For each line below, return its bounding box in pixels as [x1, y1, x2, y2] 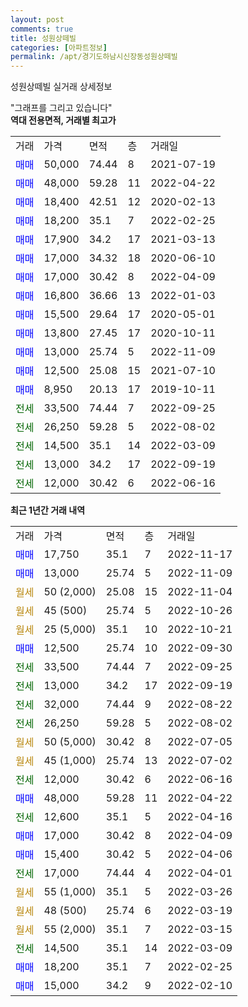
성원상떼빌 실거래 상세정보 [10, 81, 113, 93]
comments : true [10, 24, 74, 34]
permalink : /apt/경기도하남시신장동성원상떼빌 [10, 52, 178, 62]
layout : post [10, 14, 65, 25]
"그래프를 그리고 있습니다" [10, 102, 113, 114]
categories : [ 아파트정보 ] [10, 42, 108, 53]
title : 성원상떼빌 [10, 33, 77, 43]
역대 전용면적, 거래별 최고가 [10, 114, 117, 126]
